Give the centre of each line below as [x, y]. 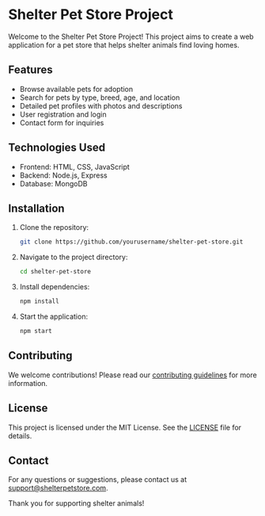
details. [20, 436]
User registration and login [63, 114]
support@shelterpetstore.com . [58, 488]
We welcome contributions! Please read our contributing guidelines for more [132, 375]
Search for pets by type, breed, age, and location [100, 97]
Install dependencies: [55, 287]
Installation [36, 208]
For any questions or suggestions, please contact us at [98, 480]
